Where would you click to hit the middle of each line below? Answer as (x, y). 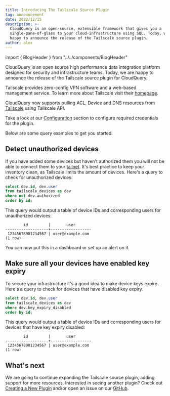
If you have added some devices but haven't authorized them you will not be (85, 161)
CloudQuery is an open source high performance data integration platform (83, 67)
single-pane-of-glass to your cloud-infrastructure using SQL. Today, (86, 33)
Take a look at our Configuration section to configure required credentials (82, 118)
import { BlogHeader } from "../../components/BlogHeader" (67, 57)
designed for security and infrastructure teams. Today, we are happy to (79, 72)
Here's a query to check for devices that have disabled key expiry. (74, 289)
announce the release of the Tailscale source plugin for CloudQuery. (76, 78)
